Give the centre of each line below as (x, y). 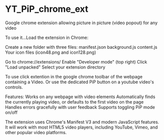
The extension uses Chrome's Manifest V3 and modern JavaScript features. (82, 122)
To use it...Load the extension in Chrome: (47, 37)
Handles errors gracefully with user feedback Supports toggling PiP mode (80, 107)
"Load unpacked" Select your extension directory (55, 67)
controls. (14, 87)
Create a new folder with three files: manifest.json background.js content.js (81, 47)
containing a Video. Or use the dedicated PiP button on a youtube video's (80, 82)
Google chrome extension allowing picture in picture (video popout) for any (81, 23)
